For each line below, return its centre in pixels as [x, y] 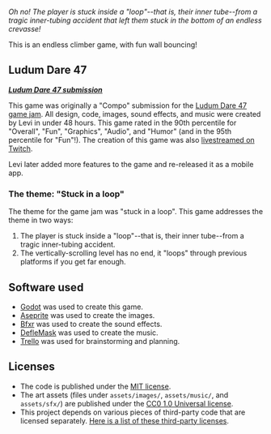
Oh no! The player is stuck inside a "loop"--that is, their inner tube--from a [133, 12]
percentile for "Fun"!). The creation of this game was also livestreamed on [131, 140]
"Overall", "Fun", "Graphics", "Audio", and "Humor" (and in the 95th [120, 131]
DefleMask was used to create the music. [89, 333]
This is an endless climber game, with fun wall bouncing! [103, 45]
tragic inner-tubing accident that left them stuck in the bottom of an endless [135, 20]
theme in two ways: [41, 220]
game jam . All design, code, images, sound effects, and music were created [135, 114]
